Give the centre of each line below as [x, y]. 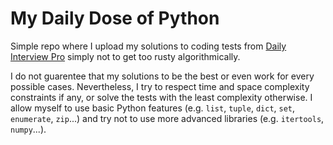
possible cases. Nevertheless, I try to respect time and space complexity [160, 86]
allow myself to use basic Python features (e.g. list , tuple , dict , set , [153, 108]
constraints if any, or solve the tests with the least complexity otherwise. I [161, 97]
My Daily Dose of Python [115, 18]
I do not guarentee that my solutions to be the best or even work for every [162, 76]
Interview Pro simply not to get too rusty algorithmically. [125, 56]
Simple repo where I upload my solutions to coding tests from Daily [148, 46]
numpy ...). [28, 129]
